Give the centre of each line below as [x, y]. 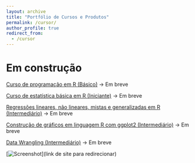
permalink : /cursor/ [32, 22]
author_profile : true [33, 28]
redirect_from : [25, 34]
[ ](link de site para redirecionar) [61, 154]
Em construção [44, 68]
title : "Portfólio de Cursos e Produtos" [58, 17]
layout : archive [26, 11]
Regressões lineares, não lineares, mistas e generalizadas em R [83, 107]
